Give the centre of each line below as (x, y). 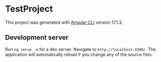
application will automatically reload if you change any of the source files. (79, 54)
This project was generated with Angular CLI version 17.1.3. (64, 22)
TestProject (29, 9)
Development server (37, 38)
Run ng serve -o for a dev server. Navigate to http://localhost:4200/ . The (80, 49)
